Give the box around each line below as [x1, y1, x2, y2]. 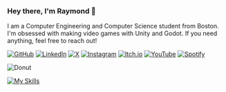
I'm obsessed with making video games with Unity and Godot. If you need [7, 29, 218, 37]
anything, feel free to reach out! [7, 37, 97, 45]
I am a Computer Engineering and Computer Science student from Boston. [7, 22, 219, 30]
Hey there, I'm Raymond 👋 [7, 6, 96, 16]
